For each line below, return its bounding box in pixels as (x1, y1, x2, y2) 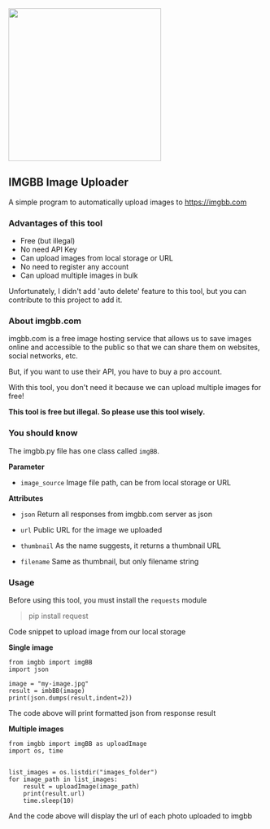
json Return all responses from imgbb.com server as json (20, 509, 213, 519)
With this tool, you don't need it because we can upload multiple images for (8, 383, 262, 393)
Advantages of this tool (8, 217, 103, 229)
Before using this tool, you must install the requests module (8, 595, 207, 605)
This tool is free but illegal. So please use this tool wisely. (8, 407, 206, 417)
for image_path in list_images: (8, 775, 118, 783)
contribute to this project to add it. (8, 295, 123, 305)
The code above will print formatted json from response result (8, 708, 216, 717)
